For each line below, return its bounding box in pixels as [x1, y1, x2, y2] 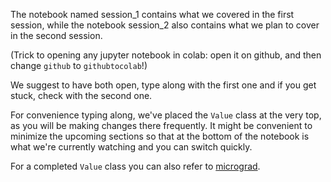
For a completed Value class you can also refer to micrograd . [10, 160, 261, 172]
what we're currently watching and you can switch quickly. [10, 141, 253, 153]
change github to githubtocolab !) [10, 60, 148, 71]
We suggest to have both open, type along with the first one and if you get [10, 79, 317, 91]
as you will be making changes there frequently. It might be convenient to [10, 120, 313, 131]
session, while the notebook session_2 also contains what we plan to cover [10, 19, 320, 31]
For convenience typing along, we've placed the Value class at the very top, [10, 109, 322, 121]
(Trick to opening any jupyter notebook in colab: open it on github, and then [10, 49, 322, 61]
